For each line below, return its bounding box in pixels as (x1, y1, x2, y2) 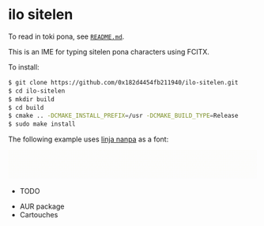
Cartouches (19, 209, 58, 219)
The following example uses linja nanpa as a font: (8, 134, 169, 144)
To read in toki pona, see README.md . (8, 32, 125, 41)
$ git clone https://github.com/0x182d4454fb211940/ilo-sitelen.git (8, 78, 239, 86)
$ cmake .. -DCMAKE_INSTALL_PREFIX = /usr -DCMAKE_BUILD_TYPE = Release (8, 112, 239, 120)
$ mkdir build (8, 95, 55, 104)
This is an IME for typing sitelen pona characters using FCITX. (8, 47, 209, 56)
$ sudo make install (8, 120, 77, 128)
